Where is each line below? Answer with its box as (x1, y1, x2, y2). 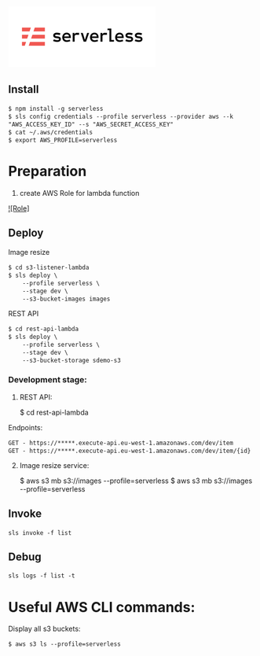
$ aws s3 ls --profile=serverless (8, 640, 122, 648)
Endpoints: (8, 422, 43, 432)
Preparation (8, 163, 87, 180)
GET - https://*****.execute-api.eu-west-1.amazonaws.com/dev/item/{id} (8, 447, 251, 455)
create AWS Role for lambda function (19, 188, 140, 197)
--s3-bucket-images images (22, 295, 111, 303)
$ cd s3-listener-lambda (8, 264, 90, 271)
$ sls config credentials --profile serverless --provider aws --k (8, 112, 234, 120)
